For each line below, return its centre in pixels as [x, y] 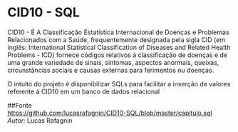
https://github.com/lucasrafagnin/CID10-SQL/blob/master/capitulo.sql [110, 113]
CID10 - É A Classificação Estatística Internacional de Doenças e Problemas [118, 32]
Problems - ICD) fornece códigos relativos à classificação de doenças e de [118, 55]
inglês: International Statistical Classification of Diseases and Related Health [119, 47]
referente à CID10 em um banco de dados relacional [84, 91]
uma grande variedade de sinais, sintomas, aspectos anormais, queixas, [113, 62]
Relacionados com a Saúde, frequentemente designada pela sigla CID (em [117, 39]
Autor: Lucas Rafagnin [40, 120]
